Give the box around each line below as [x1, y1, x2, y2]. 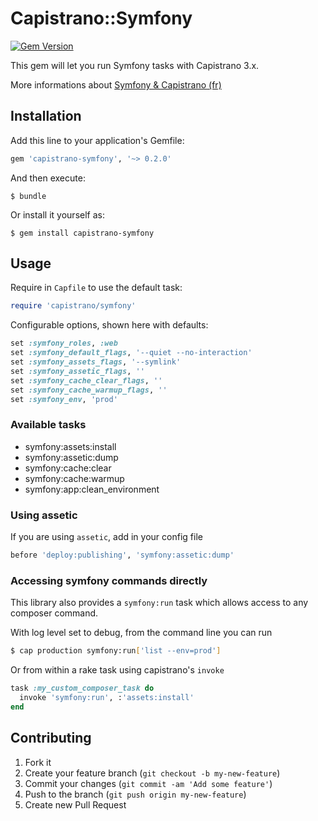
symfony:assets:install [24, 440, 117, 452]
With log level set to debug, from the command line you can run [10, 627, 273, 639]
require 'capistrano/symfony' [10, 301, 137, 311]
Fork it [24, 756, 52, 768]
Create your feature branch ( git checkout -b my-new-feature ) [24, 767, 281, 779]
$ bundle [10, 191, 47, 201]
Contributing [10, 730, 92, 747]
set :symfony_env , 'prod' [10, 394, 118, 404]
